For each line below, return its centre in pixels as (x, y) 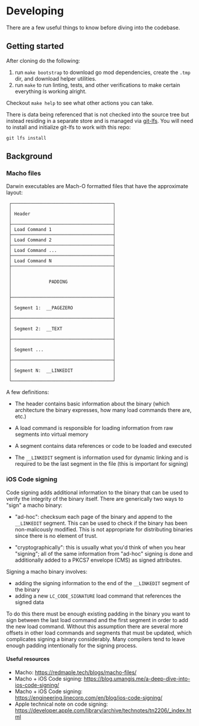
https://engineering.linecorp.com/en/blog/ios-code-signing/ (88, 697)
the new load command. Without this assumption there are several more (95, 626)
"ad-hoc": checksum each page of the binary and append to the (94, 516)
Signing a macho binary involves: (47, 571)
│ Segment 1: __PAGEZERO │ (62, 308)
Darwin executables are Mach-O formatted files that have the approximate (97, 186)
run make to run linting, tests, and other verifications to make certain (97, 85)
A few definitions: (28, 392)
